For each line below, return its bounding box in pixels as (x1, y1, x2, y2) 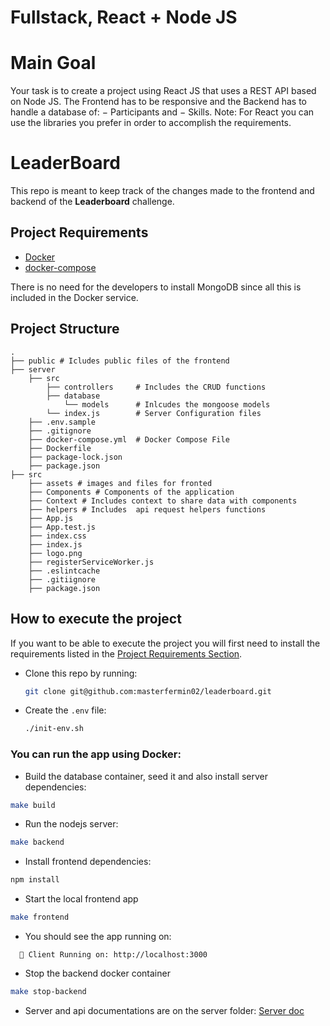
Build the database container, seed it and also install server (24, 770, 268, 782)
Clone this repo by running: (24, 667, 138, 679)
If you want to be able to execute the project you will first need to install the (10, 637, 321, 649)
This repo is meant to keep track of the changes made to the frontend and (10, 185, 315, 197)
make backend (10, 837, 65, 848)
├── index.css (28, 531, 87, 541)
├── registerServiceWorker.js (28, 557, 155, 567)
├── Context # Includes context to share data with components (28, 496, 298, 506)
